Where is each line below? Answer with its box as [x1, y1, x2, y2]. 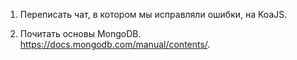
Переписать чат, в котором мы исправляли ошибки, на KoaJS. [19, 9, 288, 20]
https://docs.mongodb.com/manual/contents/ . [19, 39, 211, 50]
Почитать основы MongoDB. [19, 28, 142, 39]
